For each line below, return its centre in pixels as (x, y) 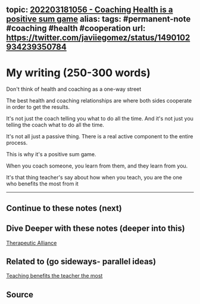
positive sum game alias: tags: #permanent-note (99, 19)
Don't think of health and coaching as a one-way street (74, 89)
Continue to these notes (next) (64, 208)
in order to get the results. (38, 107)
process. (17, 143)
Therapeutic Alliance (32, 243)
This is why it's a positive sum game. (51, 154)
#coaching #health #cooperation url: (76, 28)
